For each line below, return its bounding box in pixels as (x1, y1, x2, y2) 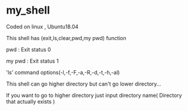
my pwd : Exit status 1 (6, 57, 59, 64)
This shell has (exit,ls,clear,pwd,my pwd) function (6, 34, 127, 41)
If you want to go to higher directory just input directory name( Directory (6, 92, 182, 99)
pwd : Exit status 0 (6, 45, 51, 53)
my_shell (6, 4, 50, 17)
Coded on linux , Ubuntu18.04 (6, 23, 79, 30)
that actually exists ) (6, 98, 55, 105)
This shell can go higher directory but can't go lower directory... (6, 80, 161, 87)
